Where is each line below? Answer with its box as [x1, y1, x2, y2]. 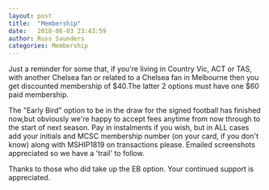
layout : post [8, 11, 53, 20]
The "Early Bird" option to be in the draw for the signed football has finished [8, 106, 261, 116]
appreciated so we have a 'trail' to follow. [8, 149, 145, 158]
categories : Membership [8, 42, 89, 50]
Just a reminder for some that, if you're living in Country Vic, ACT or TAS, [8, 64, 252, 74]
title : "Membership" [8, 19, 82, 27]
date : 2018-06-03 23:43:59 [8, 27, 107, 35]
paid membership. [8, 90, 69, 99]
